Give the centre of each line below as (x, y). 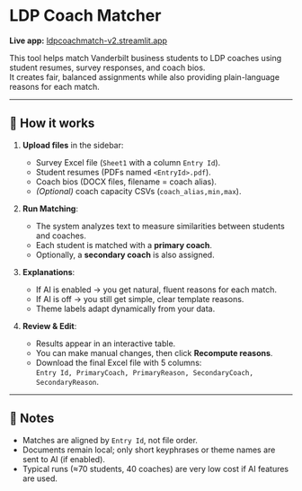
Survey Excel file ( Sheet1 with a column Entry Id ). (128, 162)
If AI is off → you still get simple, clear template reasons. (140, 299)
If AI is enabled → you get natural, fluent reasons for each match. (156, 290)
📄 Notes (32, 419)
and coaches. (61, 236)
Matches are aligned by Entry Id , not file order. (110, 440)
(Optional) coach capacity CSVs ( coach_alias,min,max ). (138, 191)
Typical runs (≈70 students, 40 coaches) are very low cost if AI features (155, 469)
